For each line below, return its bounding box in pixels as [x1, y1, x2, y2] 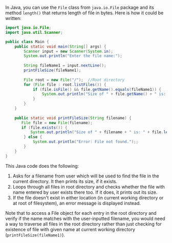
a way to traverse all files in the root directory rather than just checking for [5, 220, 162, 227]
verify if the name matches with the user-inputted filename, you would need [5, 215, 165, 221]
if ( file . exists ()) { [21, 125, 68, 130]
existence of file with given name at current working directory [5, 226, 136, 232]
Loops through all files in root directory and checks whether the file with [12, 184, 165, 190]
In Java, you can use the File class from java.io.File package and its [5, 5, 155, 10]
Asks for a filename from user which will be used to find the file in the [12, 173, 160, 179]
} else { [24, 134, 42, 140]
